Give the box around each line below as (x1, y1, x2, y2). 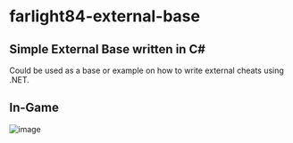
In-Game (9, 100, 60, 115)
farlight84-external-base (9, 6, 201, 27)
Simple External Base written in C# (9, 42, 205, 57)
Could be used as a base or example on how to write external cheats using (9, 65, 284, 75)
